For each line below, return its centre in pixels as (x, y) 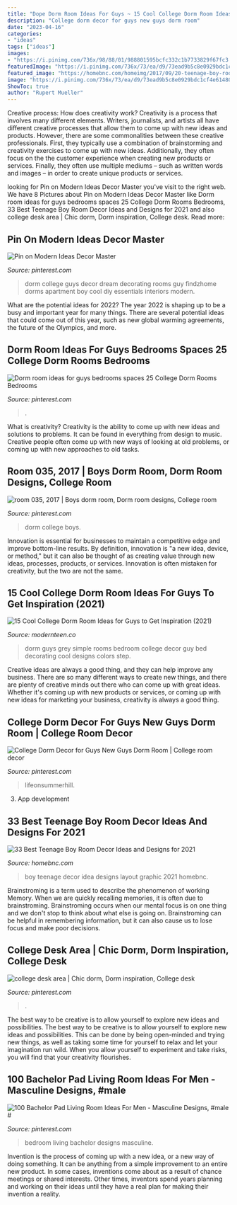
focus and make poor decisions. (54, 928)
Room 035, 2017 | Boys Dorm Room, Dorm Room (115, 472)
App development (43, 799)
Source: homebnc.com (41, 863)
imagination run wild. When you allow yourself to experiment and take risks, (117, 1049)
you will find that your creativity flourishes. (69, 1057)
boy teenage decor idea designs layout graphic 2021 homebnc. (116, 876)
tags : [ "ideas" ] (31, 47)
